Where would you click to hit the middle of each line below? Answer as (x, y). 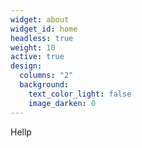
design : (26, 66)
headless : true (42, 38)
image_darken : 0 (62, 103)
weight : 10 (33, 47)
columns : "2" (46, 76)
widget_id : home (44, 29)
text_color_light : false (80, 94)
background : (44, 85)
